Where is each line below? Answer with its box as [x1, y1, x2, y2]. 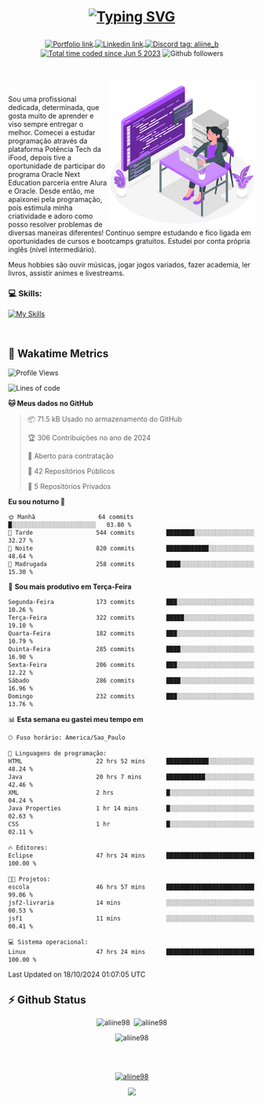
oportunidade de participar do [8, 161, 106, 171]
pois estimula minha [8, 203, 73, 212]
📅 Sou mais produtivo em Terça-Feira [8, 582, 132, 591]
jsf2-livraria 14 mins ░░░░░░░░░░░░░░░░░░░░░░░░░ [8, 899, 255, 907]
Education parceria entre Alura [8, 178, 108, 187]
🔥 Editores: [8, 844, 49, 852]
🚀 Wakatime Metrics [8, 347, 109, 361]
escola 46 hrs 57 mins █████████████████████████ [8, 883, 255, 891]
